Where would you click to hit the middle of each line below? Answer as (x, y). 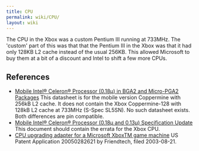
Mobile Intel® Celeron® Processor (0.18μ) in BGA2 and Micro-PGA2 (97, 91)
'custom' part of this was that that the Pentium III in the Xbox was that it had (99, 46)
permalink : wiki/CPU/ (33, 17)
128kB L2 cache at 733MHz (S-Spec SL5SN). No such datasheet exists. (102, 110)
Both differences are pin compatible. (59, 117)
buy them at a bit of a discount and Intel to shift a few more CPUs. (87, 58)
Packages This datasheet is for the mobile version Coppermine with (98, 98)
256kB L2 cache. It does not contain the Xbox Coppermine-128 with (98, 104)
